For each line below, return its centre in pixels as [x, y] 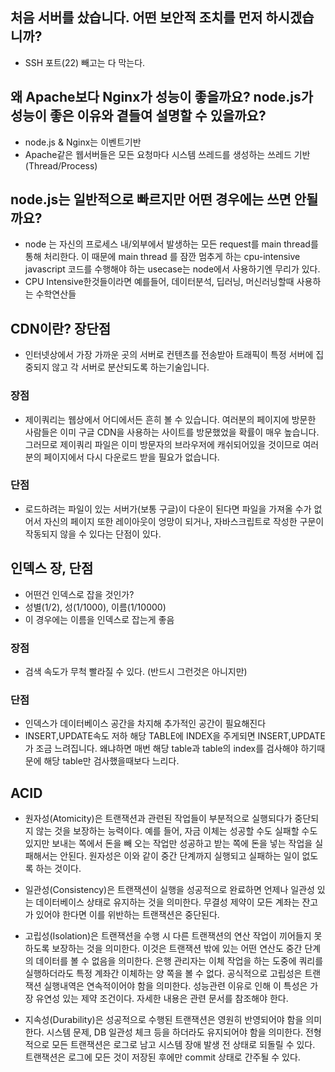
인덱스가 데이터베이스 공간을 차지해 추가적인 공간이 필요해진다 [145, 724]
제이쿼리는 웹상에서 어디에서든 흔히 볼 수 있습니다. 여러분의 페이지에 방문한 [170, 419]
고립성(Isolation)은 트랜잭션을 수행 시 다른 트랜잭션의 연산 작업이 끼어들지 [168, 936]
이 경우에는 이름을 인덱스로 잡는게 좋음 [99, 619]
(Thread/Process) [61, 165]
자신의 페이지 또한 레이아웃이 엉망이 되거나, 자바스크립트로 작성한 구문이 [184, 521]
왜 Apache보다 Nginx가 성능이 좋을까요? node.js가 [162, 97]
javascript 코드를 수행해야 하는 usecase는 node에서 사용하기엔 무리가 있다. [172, 269]
